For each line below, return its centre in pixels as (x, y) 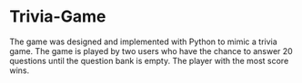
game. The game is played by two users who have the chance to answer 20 (151, 51)
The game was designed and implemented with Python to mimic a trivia (143, 41)
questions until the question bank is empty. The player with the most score (149, 60)
